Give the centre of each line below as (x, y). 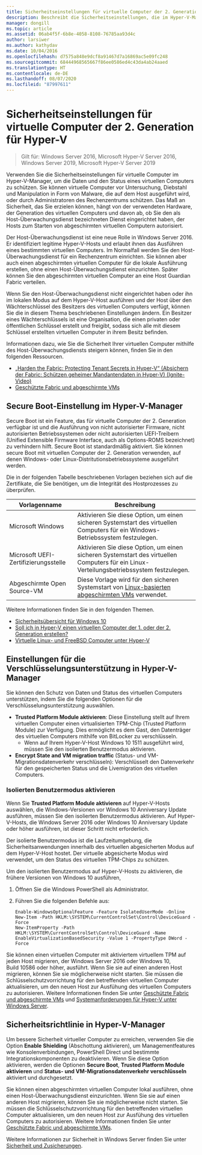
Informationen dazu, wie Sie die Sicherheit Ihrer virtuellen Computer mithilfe (100, 343)
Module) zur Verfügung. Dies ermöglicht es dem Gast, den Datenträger (103, 730)
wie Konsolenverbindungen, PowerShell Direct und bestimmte (83, 1052)
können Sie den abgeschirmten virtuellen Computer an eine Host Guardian (98, 276)
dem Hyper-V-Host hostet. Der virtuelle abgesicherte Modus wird (87, 853)
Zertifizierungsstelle (38, 562)
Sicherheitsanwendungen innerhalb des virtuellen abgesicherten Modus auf (100, 846)
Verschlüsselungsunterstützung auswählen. (60, 705)
